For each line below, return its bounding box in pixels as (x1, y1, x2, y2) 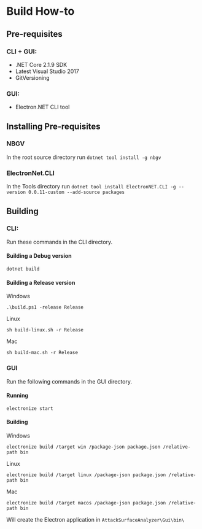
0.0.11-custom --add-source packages (28, 189, 125, 196)
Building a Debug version (6, 252, 72, 260)
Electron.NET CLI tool (15, 103, 70, 111)
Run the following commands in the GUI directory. (6, 377, 133, 385)
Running (6, 392, 29, 400)
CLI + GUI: (6, 47, 37, 56)
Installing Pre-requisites (6, 121, 101, 131)
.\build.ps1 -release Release (6, 304, 84, 311)
